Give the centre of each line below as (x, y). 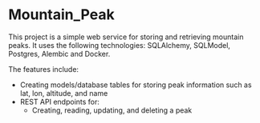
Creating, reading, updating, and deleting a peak (112, 110)
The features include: (43, 69)
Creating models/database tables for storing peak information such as (136, 85)
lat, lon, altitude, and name (64, 93)
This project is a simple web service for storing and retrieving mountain (126, 37)
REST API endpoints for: (60, 101)
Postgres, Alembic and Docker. (59, 54)
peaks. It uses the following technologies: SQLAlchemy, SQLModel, (120, 45)
